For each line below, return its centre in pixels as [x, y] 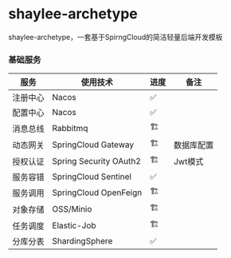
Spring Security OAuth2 [97, 161]
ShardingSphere [82, 241]
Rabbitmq [70, 128]
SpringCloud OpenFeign [97, 193]
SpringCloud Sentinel [92, 177]
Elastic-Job [74, 225]
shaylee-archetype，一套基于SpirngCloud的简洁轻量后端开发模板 [115, 37]
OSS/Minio [72, 208]
